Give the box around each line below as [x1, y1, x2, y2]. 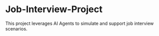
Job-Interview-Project [5, 4, 103, 15]
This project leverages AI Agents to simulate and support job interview [5, 20, 154, 26]
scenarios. [5, 25, 28, 31]
